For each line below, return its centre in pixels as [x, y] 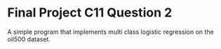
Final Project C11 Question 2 [90, 13]
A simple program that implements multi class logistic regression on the [110, 32]
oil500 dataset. [29, 39]
